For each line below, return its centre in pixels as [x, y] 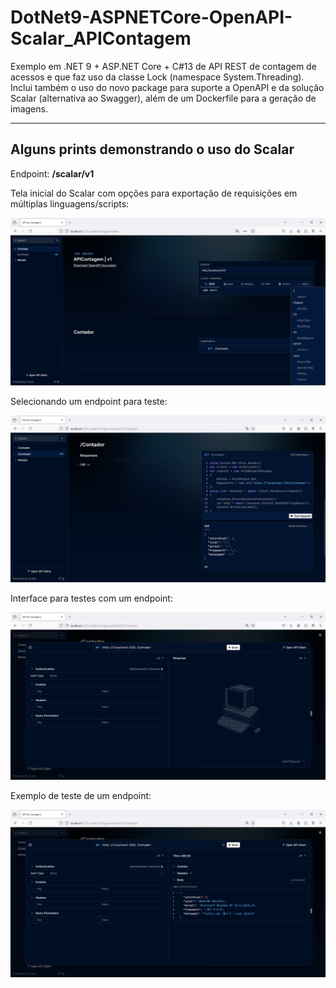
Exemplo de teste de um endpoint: [81, 795]
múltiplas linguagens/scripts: [70, 203]
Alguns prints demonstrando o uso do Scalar [152, 149]
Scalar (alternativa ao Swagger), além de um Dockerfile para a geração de [163, 98]
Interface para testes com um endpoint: [91, 598]
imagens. [29, 108]
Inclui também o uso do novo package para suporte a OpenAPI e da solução [167, 87]
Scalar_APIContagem [101, 38]
